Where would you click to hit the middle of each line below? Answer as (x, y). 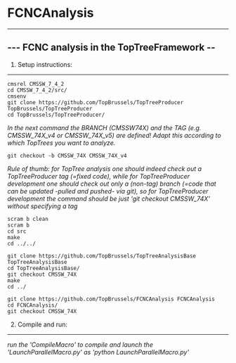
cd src (17, 231)
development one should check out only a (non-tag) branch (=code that (112, 184)
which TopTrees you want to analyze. (61, 143)
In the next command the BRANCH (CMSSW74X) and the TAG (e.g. (104, 127)
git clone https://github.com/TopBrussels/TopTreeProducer (96, 102)
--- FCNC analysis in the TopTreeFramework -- (111, 47)
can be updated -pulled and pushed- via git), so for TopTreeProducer (108, 191)
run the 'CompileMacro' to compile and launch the (80, 344)
